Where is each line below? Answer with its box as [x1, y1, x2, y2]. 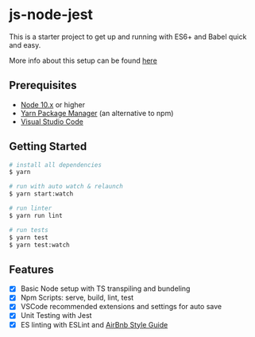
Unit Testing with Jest [20, 311, 92, 320]
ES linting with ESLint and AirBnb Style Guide [20, 320, 168, 329]
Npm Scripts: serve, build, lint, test [20, 292, 134, 303]
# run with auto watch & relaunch [9, 183, 124, 191]
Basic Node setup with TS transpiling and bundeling [20, 284, 191, 293]
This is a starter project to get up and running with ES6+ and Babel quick [9, 32, 247, 41]
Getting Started [9, 140, 87, 153]
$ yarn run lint [9, 211, 63, 219]
